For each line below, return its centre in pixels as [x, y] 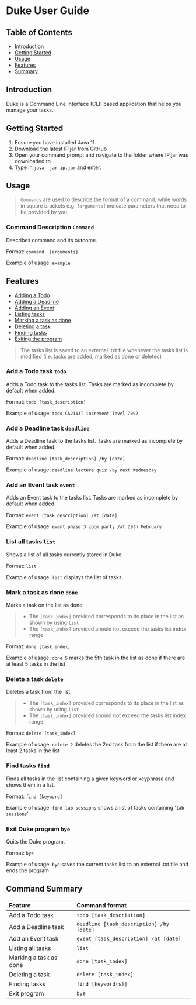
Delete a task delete [35, 679]
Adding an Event [34, 308]
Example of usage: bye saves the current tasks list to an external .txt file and [97, 864]
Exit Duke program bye [38, 829]
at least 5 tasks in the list [36, 664]
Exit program [27, 993]
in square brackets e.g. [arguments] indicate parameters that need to [103, 206]
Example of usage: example [38, 263]
